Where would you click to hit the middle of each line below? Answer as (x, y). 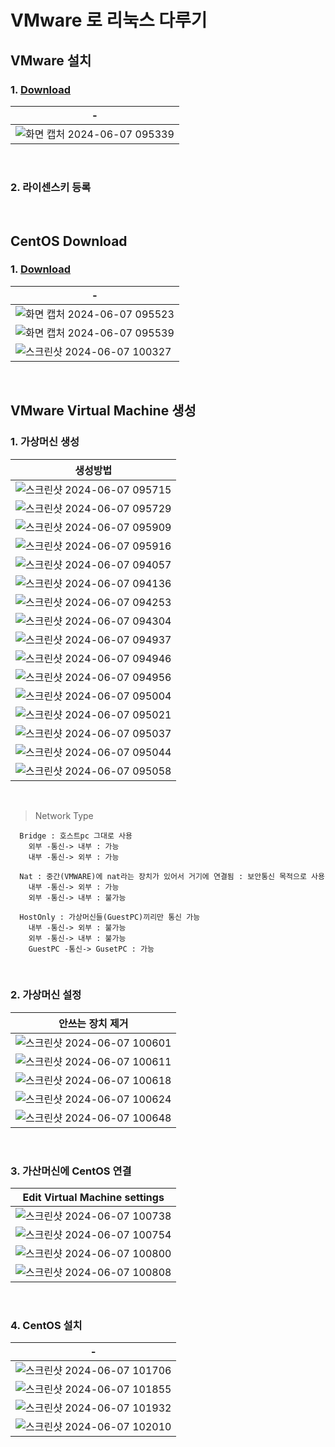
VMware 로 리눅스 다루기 (109, 20)
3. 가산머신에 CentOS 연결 (71, 1171)
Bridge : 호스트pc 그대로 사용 (76, 836)
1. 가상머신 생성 (45, 442)
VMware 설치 (51, 60)
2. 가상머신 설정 (46, 995)
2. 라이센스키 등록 (51, 187)
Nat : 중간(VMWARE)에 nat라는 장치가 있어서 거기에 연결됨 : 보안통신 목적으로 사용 (172, 876)
